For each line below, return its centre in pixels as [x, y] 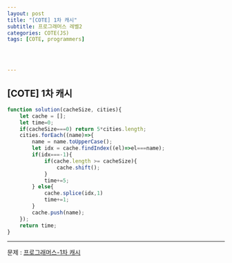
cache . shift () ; [78, 167]
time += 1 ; [57, 200]
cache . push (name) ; [58, 212]
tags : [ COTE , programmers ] [46, 39]
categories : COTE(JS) [38, 33]
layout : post [26, 13]
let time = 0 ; [37, 123]
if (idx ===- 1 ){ [52, 155]
